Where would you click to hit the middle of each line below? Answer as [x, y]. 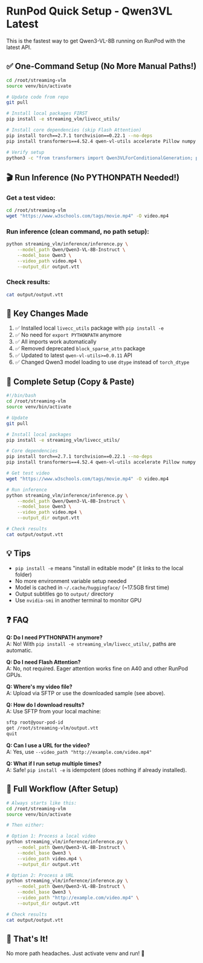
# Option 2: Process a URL [40, 875]
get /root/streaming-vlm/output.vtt [52, 728]
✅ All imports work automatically [56, 342]
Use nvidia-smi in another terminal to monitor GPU [78, 600]
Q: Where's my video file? [39, 687]
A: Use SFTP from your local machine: [54, 711]
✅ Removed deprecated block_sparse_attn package [80, 348]
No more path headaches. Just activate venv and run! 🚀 [76, 953]
